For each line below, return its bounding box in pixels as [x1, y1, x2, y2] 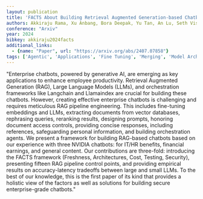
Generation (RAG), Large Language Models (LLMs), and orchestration [6, 83, 179, 90]
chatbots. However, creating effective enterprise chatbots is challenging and [6, 96, 196, 103]
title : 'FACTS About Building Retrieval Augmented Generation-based [6, 14, 182, 21]
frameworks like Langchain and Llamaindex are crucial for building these [6, 89, 187, 96]
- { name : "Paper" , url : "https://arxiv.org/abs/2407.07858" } [11, 48, 169, 54]
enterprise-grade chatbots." [6, 185, 76, 193]
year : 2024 [6, 31, 34, 37]
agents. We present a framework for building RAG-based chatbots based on [6, 134, 196, 142]
